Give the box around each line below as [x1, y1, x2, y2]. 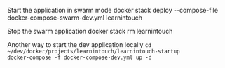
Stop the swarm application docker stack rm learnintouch [7, 27, 173, 35]
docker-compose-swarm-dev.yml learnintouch [7, 13, 142, 22]
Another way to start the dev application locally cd [7, 41, 152, 48]
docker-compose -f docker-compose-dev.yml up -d [7, 54, 152, 61]
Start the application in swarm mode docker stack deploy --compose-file [7, 6, 219, 14]
